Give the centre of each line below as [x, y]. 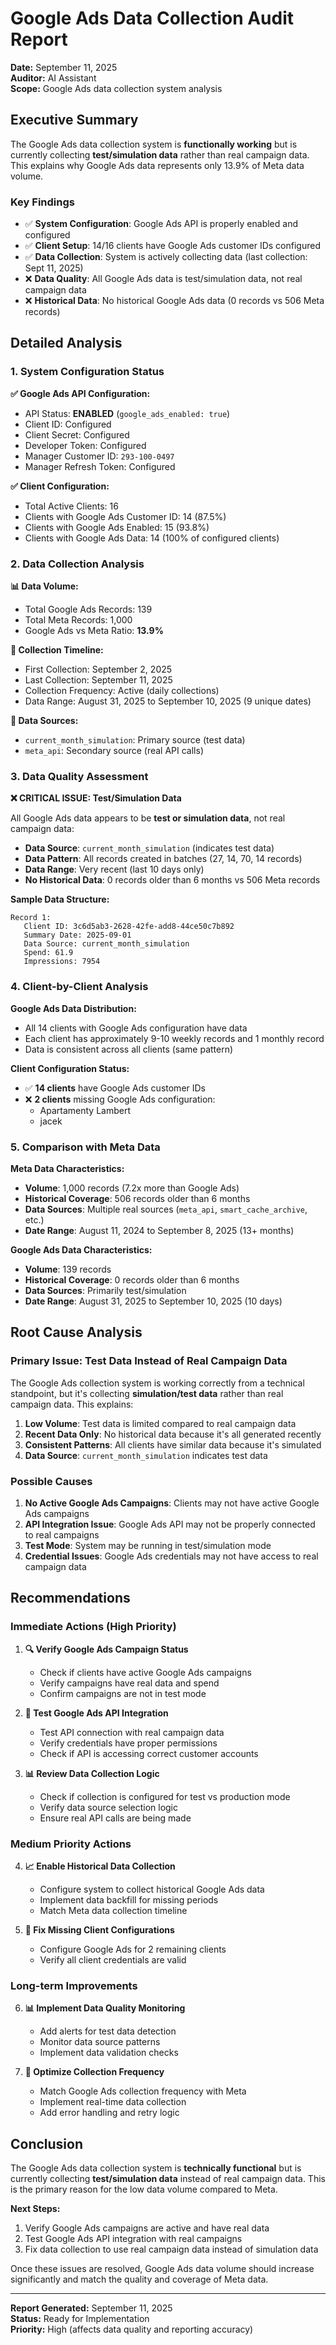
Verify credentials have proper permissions [128, 1743]
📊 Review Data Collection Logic [92, 1773]
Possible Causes [51, 1481]
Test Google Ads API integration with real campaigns [133, 2238]
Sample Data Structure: [60, 899]
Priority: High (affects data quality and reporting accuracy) [132, 2329]
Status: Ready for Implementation [80, 2318]
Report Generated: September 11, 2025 [91, 2308]
